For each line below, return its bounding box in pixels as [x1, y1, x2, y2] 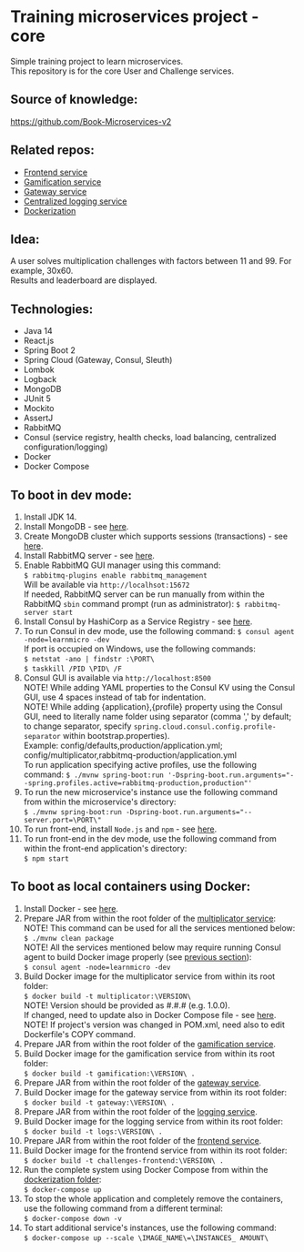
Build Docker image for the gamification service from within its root [23, 1048, 276, 1059]
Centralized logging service [23, 196, 127, 207]
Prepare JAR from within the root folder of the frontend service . [23, 1135, 262, 1146]
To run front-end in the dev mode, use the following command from [23, 833, 277, 843]
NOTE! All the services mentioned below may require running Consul [23, 942, 281, 953]
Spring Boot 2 [23, 345, 76, 356]
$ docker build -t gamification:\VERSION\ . [23, 1069, 196, 1078]
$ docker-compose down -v [23, 1214, 122, 1223]
